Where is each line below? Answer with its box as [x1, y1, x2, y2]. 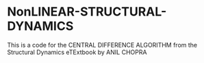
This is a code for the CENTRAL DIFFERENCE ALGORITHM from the [7, 41, 198, 49]
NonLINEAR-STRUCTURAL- [7, 4, 167, 20]
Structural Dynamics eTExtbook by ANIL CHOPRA [7, 48, 147, 56]
